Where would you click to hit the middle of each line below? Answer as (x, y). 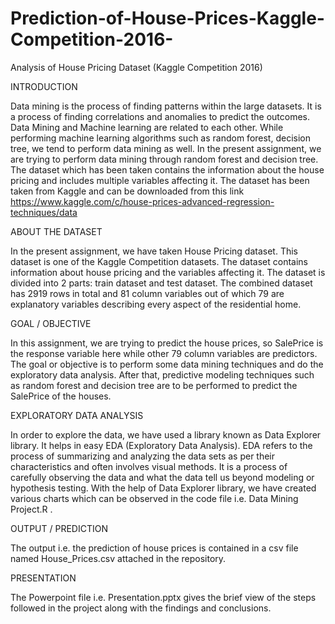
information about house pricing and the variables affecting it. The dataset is (168, 272)
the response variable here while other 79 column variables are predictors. (164, 353)
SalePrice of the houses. (61, 396)
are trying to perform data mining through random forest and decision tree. (164, 159)
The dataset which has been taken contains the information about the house (167, 169)
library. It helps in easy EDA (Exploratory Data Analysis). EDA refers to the (161, 445)
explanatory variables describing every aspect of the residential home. (156, 304)
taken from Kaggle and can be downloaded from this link (127, 191)
